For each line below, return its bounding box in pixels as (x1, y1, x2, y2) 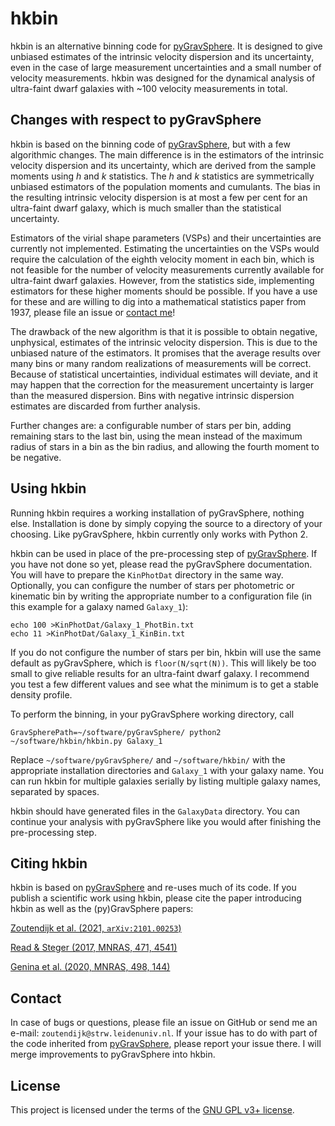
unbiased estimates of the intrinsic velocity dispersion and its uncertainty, (10, 50, 315, 62)
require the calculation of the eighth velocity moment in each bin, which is (10, 253, 315, 265)
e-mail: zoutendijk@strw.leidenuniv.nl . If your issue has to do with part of (10, 1027, 318, 1039)
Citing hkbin (10, 855, 88, 872)
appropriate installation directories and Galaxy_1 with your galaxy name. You (10, 764, 325, 776)
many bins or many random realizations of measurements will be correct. (10, 357, 312, 369)
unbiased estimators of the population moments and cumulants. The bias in (10, 180, 321, 192)
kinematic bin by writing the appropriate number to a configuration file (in (10, 590, 312, 602)
